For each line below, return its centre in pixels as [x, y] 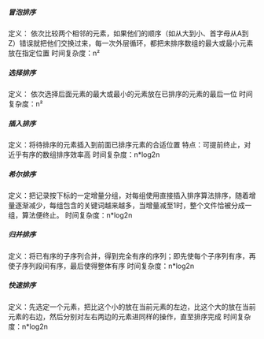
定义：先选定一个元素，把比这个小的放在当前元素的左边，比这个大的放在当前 [132, 307]
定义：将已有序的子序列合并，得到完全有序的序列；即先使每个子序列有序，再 [132, 255]
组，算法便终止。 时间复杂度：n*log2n [70, 215]
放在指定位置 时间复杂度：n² [54, 53]
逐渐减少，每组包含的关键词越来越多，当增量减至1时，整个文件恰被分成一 [133, 205]
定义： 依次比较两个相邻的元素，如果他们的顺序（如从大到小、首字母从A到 [128, 33]
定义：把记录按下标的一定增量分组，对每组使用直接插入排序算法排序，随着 [128, 195]
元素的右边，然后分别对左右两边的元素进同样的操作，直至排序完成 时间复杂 [130, 316]
